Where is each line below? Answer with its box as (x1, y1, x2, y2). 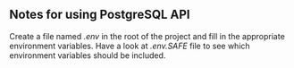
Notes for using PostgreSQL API (9, 7, 190, 22)
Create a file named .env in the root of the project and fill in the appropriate (9, 30, 286, 41)
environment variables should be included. (9, 49, 166, 61)
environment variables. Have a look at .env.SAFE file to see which (9, 40, 250, 51)
